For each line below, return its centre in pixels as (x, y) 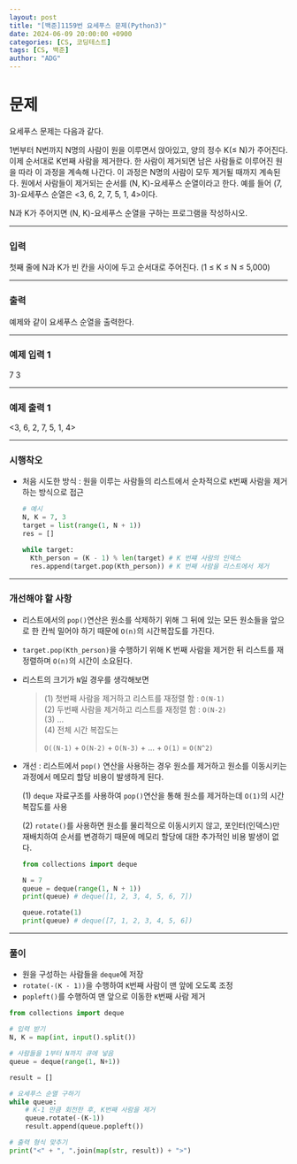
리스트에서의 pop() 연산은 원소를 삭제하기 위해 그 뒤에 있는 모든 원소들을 (145, 619)
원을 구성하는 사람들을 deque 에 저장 (83, 975)
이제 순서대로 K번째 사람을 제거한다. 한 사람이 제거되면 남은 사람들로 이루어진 (141, 161)
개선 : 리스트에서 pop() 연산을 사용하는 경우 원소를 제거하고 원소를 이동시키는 (154, 765)
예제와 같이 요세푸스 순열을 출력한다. (72, 322)
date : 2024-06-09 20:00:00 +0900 (71, 34)
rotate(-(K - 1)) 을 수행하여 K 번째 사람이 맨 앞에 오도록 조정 (127, 985)
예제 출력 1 (30, 408)
